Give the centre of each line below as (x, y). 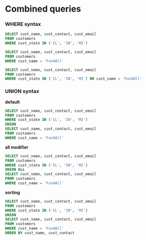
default (13, 102)
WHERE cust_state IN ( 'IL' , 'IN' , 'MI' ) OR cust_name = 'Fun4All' (73, 79)
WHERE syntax (23, 24)
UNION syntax (22, 91)
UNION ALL (15, 170)
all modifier (17, 147)
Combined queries (43, 9)
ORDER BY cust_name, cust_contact (40, 233)
